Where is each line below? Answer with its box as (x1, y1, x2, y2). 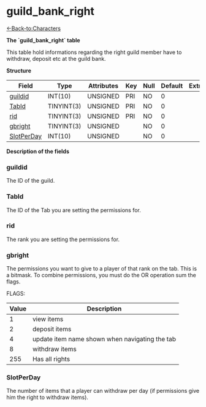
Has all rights (32, 355, 71, 363)
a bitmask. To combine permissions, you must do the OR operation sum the (6, 272, 196, 279)
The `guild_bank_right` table (6, 36, 81, 44)
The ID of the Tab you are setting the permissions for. (6, 206, 141, 213)
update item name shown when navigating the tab (32, 335, 177, 344)
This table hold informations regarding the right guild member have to (6, 48, 182, 56)
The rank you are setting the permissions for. (6, 235, 120, 243)
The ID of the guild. (6, 177, 55, 184)
